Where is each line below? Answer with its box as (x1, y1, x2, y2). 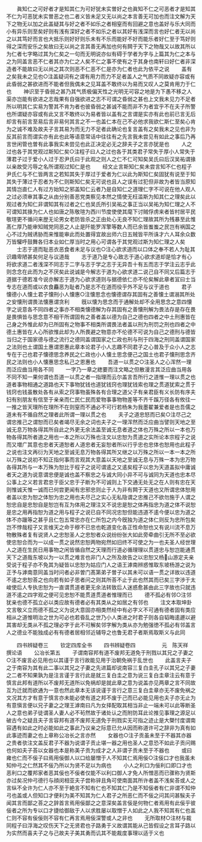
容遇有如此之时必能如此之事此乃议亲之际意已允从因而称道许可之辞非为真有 (6, 724, 191, 731)
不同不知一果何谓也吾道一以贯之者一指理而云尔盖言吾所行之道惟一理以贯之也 (6, 373, 196, 380)
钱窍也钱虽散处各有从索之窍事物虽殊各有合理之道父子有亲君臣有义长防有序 (6, 388, 191, 395)
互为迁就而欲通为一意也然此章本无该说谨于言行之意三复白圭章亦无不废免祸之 (6, 687, 196, 694)
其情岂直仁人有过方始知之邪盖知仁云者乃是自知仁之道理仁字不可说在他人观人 (6, 186, 196, 192)
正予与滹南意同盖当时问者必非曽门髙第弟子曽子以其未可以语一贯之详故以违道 (6, 569, 196, 576)
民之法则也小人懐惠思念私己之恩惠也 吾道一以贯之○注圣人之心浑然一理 (6, 358, 192, 365)
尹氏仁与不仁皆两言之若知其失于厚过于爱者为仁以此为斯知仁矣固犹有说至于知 (6, 171, 196, 177)
